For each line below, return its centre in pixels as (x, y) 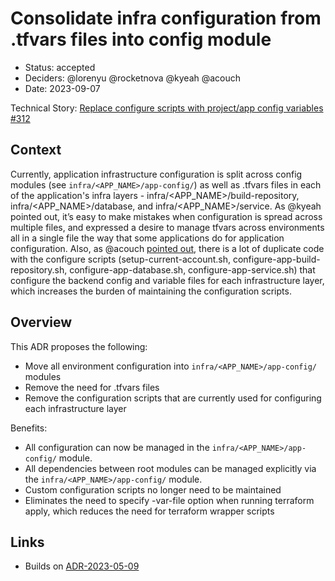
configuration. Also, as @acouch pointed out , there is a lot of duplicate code (167, 248)
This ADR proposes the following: (79, 346)
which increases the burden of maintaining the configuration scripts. (151, 291)
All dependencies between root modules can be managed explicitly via (170, 468)
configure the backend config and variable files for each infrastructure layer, (167, 280)
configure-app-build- (276, 259)
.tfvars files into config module (141, 39)
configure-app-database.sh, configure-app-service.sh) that (192, 269)
